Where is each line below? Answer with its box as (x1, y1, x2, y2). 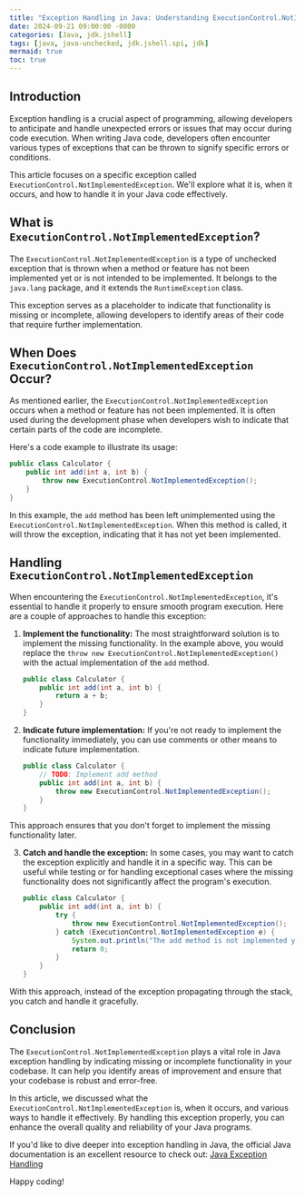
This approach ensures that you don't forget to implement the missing (9, 820, 271, 831)
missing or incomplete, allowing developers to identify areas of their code (9, 309, 284, 320)
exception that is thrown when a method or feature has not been (9, 262, 250, 273)
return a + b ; (55, 691, 109, 701)
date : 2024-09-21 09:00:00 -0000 (9, 22, 136, 31)
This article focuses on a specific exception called (9, 169, 197, 180)
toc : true (9, 55, 47, 64)
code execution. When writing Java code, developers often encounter (9, 132, 271, 143)
